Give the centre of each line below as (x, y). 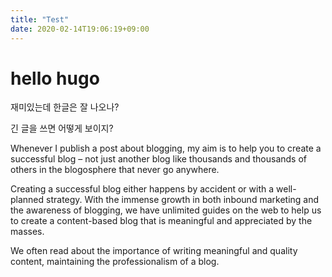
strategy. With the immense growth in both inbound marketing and (183, 200)
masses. (27, 232)
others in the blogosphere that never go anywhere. (115, 170)
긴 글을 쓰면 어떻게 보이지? (62, 128)
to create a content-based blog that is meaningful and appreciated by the (161, 221)
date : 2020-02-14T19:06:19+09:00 (80, 29)
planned (27, 200)
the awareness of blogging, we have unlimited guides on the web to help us (166, 210)
